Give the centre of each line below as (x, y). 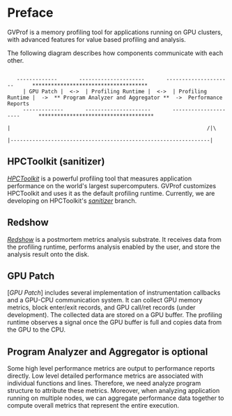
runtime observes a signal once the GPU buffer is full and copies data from (115, 323)
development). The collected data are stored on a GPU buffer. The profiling (115, 315)
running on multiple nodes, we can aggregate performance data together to (116, 398)
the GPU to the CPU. (37, 330)
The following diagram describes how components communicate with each (115, 53)
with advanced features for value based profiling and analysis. (96, 39)
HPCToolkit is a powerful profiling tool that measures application (100, 178)
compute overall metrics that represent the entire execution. (93, 406)
